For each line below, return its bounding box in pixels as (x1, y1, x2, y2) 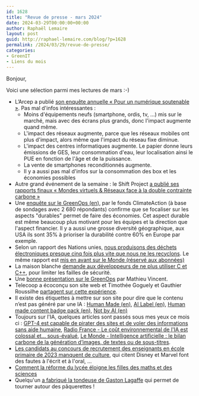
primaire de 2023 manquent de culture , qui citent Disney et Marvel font (14, 351, 189, 358)
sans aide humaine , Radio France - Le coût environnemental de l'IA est (14, 326, 188, 333)
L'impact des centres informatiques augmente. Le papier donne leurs (23, 142, 193, 149)
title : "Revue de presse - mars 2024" (6, 14, 102, 20)
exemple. (14, 237, 37, 244)
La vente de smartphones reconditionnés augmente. (23, 161, 152, 169)
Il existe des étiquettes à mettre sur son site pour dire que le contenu (14, 294, 183, 301)
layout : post (6, 31, 39, 37)
